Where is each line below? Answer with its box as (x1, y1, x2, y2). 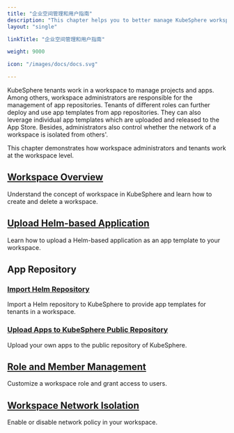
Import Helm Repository (7, 284, 90, 294)
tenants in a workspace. (7, 308, 77, 316)
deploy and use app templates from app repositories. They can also (7, 109, 201, 116)
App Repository (7, 264, 77, 276)
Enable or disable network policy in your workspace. (7, 418, 158, 427)
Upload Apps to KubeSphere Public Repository (7, 325, 169, 335)
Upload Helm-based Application (7, 217, 150, 230)
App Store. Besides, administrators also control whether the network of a (7, 123, 217, 131)
